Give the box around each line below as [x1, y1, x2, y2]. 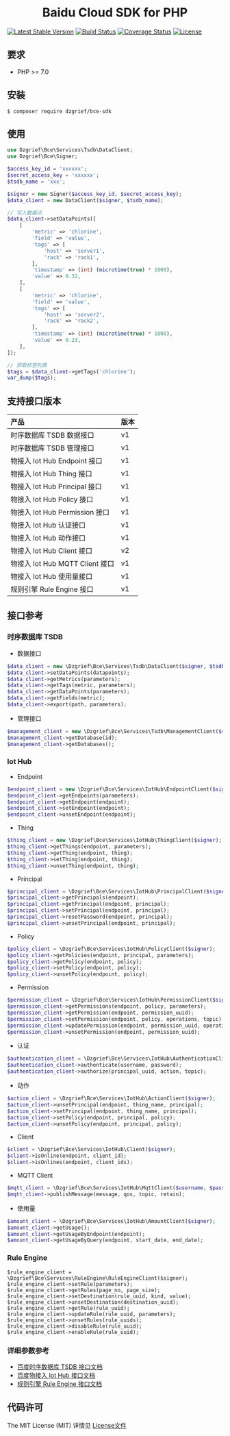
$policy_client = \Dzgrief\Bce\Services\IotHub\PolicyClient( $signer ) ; [7, 945, 216, 952]
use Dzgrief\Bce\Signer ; [7, 153, 78, 160]
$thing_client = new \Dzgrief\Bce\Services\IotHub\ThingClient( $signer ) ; [7, 837, 222, 844]
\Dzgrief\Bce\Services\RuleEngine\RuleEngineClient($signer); [7, 1274, 188, 1282]
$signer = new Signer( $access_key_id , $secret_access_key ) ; [7, 190, 183, 197]
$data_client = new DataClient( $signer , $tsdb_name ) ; [7, 197, 164, 203]
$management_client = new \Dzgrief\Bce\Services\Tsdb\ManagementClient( [7, 728, 219, 734]
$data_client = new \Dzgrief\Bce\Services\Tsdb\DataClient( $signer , [7, 663, 207, 669]
